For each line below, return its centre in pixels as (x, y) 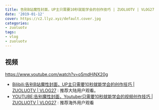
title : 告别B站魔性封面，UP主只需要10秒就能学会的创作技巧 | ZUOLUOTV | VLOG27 (80, 9)
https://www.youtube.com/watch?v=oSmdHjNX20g (57, 74)
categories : (17, 23)
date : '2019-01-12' (25, 14)
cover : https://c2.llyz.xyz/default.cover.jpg (53, 18)
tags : (10, 32)
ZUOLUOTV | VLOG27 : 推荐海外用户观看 (53, 102)
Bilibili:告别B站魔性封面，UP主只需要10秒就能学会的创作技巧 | (73, 84)
